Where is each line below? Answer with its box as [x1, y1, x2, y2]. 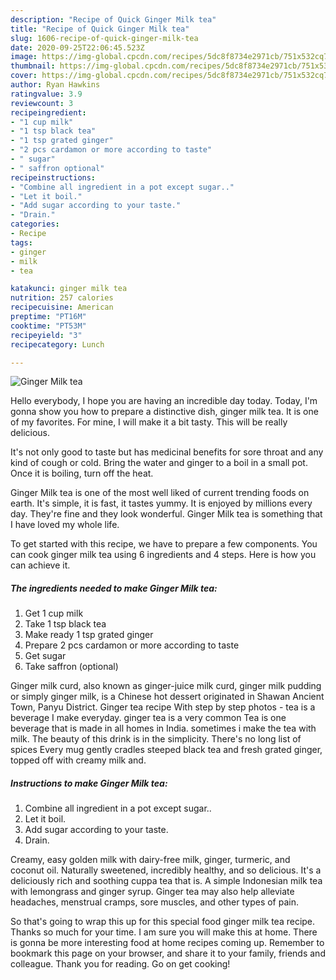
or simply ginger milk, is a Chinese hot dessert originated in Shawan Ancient [10, 691, 325, 703]
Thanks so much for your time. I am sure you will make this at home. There [10, 926, 318, 938]
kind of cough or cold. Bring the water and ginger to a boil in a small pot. [10, 457, 308, 469]
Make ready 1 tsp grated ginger [24, 629, 154, 641]
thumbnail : [10, 61, 56, 71]
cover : [10, 71, 38, 81]
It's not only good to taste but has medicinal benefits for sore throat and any [10, 446, 324, 458]
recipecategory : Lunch [10, 339, 105, 350]
